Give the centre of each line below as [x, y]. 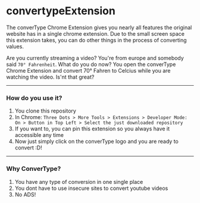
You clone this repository [45, 111]
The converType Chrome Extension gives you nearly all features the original [99, 27]
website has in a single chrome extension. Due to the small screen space [95, 33]
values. [15, 46]
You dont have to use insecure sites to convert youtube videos [91, 188]
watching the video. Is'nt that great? [50, 77]
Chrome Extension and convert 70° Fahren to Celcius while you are [88, 70]
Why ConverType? [34, 169]
